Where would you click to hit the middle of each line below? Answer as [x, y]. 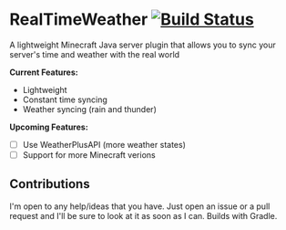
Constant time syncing [65, 99]
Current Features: [44, 72]
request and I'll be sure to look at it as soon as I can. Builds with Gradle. [143, 215]
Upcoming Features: [49, 127]
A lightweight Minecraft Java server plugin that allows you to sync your [143, 45]
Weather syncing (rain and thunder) [89, 109]
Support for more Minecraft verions [89, 155]
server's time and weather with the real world [95, 54]
